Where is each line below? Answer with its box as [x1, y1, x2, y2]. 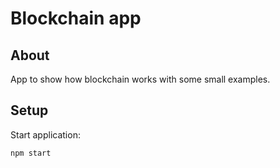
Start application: [10, 128, 81, 141]
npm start [10, 148, 52, 158]
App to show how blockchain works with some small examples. [10, 73, 271, 85]
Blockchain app [10, 7, 142, 30]
